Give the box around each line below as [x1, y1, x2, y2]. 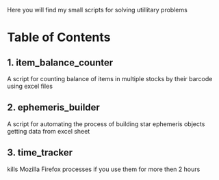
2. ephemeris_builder [7, 102, 101, 113]
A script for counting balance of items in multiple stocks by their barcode [7, 75, 213, 82]
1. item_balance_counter [7, 57, 114, 68]
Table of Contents [7, 30, 111, 45]
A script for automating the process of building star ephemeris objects [7, 119, 205, 128]
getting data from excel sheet [7, 127, 90, 135]
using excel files [7, 82, 53, 90]
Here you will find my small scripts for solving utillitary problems [7, 6, 188, 14]
